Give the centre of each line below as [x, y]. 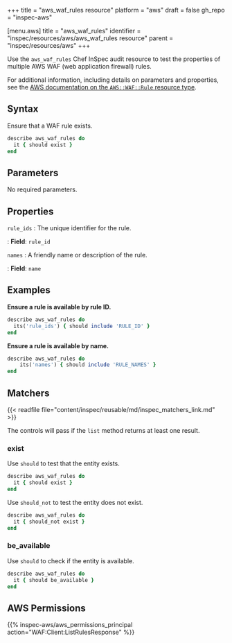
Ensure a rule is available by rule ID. [59, 307]
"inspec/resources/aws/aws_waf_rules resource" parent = [90, 38]
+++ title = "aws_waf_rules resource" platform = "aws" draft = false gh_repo [116, 10]
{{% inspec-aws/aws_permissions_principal [70, 625]
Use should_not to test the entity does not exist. [75, 502]
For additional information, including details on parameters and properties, [113, 80]
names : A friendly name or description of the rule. [77, 255]
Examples [29, 290]
